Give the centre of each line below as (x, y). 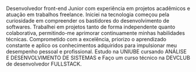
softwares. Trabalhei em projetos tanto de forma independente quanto (91, 27)
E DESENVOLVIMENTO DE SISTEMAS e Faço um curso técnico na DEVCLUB (98, 58)
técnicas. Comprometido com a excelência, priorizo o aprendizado (86, 39)
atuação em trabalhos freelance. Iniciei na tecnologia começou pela (88, 15)
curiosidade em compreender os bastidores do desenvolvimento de (88, 21)
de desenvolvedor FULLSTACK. (44, 64)
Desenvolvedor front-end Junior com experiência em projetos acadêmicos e (98, 8)
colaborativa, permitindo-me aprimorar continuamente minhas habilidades (96, 33)
